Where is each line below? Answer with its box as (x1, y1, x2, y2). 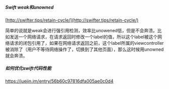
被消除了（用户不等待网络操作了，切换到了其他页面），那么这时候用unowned (5, 46, 164, 52)
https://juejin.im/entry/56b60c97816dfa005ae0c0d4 (5, 78, 114, 84)
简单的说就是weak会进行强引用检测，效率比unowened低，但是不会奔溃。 (5, 27, 158, 33)
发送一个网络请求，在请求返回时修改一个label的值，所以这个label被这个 (9, 34, 158, 40)
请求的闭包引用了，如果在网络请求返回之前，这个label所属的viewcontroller (9, 40, 164, 46)
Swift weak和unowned (5, 4, 54, 10)
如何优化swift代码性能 (5, 65, 51, 71)
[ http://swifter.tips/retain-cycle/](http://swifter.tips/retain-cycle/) (5, 17, 139, 23)
